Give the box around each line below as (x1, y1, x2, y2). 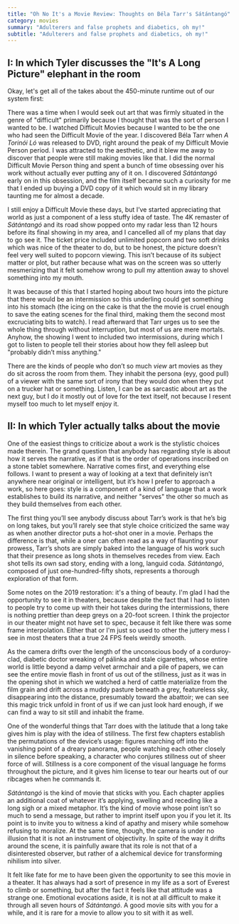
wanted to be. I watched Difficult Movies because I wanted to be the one (7, 123, 221, 132)
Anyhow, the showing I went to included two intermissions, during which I (7, 333, 223, 342)
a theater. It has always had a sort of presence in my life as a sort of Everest (7, 878, 230, 886)
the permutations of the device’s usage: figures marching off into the (7, 736, 208, 745)
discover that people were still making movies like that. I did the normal (7, 154, 216, 163)
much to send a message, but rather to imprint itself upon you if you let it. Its (7, 811, 231, 820)
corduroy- (201, 647, 231, 656)
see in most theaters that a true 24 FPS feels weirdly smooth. (7, 633, 186, 642)
